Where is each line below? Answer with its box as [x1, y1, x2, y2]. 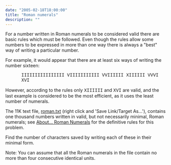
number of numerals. [5, 98, 50, 105]
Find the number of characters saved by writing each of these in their [5, 134, 152, 140]
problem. [5, 125, 25, 131]
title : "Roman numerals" [5, 12, 58, 17]
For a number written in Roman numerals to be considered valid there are [5, 31, 160, 37]
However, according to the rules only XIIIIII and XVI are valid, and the [5, 87, 160, 93]
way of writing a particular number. [5, 47, 79, 54]
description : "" [5, 17, 40, 22]
